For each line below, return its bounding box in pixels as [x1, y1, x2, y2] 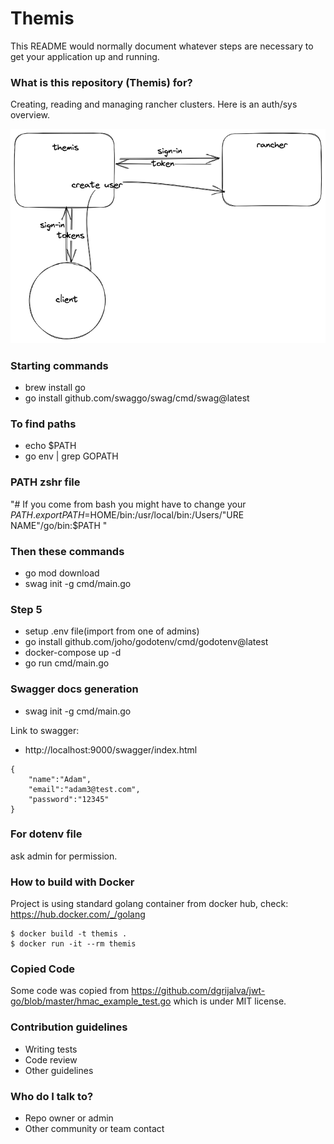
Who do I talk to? [10, 1089, 94, 1103]
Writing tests [24, 1043, 78, 1055]
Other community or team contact [24, 1122, 165, 1134]
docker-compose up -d [24, 647, 122, 659]
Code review [24, 1053, 78, 1066]
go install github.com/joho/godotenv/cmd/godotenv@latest [24, 636, 269, 648]
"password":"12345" [28, 794, 110, 804]
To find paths [10, 417, 77, 431]
